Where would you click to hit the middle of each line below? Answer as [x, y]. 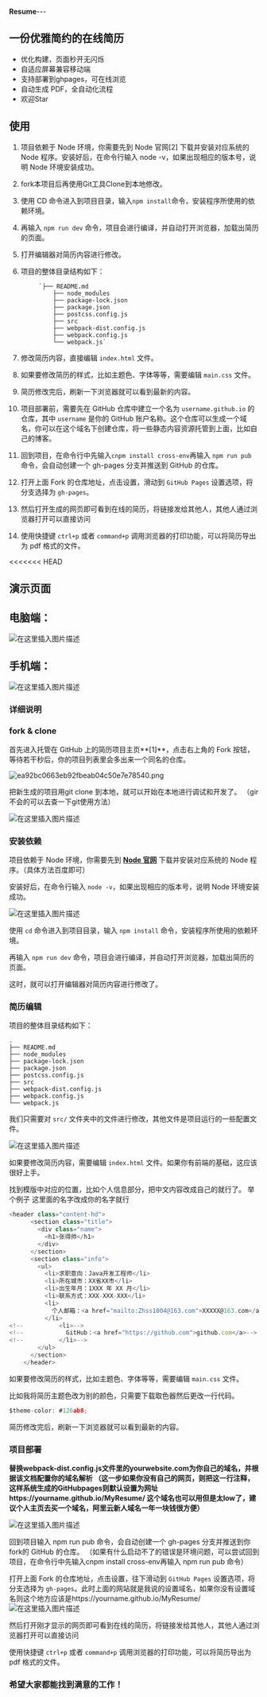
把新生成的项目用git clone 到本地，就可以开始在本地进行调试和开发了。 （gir [134, 791]
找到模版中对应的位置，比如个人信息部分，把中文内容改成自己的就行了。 [127, 1190]
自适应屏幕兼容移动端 [55, 69]
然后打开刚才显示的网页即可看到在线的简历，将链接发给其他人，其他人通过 [131, 1625]
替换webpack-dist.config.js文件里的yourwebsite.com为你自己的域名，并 [130, 1468]
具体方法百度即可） [58, 870]
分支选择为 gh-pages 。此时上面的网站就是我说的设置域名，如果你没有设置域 [132, 1588]
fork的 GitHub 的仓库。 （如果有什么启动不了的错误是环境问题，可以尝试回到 [134, 1551]
